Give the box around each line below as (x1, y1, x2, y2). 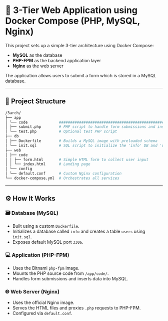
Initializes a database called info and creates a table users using (12, 228, 145, 234)
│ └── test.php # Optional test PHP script (5, 129, 117, 134)
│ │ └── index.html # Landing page (5, 162, 91, 167)
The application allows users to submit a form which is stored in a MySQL (5, 72, 156, 78)
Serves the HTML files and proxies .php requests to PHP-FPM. (12, 305, 141, 311)
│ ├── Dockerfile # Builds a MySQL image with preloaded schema (5, 138, 157, 143)
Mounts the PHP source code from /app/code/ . (12, 270, 109, 276)
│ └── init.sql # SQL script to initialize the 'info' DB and (5, 143, 157, 148)
